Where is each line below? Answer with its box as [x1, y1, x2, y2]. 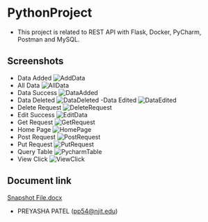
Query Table [17, 147, 54, 155]
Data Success [17, 88, 58, 96]
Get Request [17, 118, 54, 126]
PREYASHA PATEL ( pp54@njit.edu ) [17, 207, 118, 215]
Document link [7, 175, 72, 187]
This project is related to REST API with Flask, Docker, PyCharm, [17, 28, 202, 36]
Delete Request [17, 103, 62, 112]
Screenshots [7, 55, 64, 67]
